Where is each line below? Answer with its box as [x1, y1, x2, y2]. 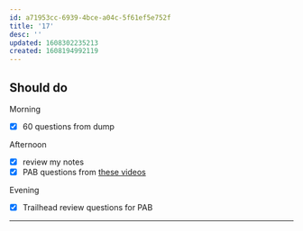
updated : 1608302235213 [9, 38, 99, 48]
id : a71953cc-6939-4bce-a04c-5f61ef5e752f [9, 13, 171, 22]
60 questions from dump [22, 120, 115, 131]
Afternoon [9, 139, 47, 149]
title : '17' [9, 22, 54, 31]
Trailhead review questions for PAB [22, 202, 153, 213]
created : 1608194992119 [9, 47, 99, 56]
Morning [9, 103, 41, 114]
